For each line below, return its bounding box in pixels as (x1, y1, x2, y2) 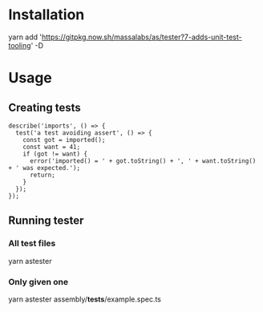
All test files (8, 238, 56, 249)
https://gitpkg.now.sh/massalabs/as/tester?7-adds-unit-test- (41, 32, 242, 42)
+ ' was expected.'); (8, 164, 81, 172)
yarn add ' (8, 32, 42, 42)
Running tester (8, 214, 84, 228)
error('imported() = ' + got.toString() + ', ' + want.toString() (29, 156, 257, 165)
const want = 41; (22, 143, 81, 151)
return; (29, 171, 56, 179)
